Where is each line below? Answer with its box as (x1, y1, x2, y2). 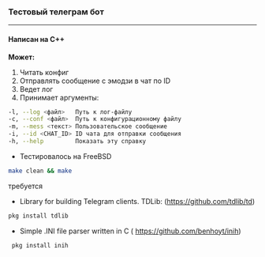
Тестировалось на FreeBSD (19, 151, 112, 161)
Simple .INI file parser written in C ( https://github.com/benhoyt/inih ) (19, 226, 242, 236)
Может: (8, 52, 35, 62)
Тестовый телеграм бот (8, 6, 105, 17)
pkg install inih (11, 241, 69, 249)
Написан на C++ (8, 34, 65, 43)
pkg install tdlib (8, 212, 69, 220)
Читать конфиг (19, 67, 69, 77)
